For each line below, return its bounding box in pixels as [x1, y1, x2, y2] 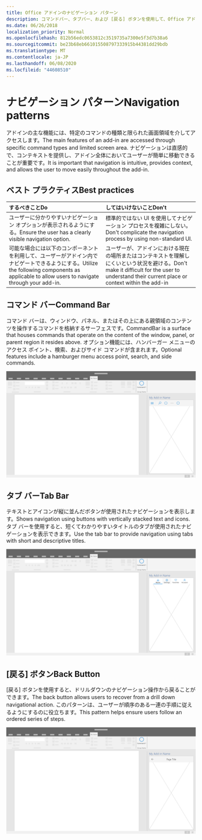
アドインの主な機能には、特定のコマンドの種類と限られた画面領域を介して [6, 129, 191, 137]
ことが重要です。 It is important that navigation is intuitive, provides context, [6, 159, 193, 167]
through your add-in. [8, 279, 61, 286]
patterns [6, 108, 50, 122]
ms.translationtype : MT [6, 48, 66, 54]
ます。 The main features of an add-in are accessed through [26, 137, 176, 144]
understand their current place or [105, 273, 188, 280]
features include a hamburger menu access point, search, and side [6, 353, 173, 360]
